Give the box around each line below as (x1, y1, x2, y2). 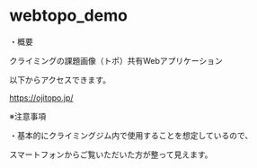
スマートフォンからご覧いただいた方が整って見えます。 (9, 149, 213, 160)
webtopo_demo (9, 5, 128, 26)
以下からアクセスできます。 (9, 74, 111, 85)
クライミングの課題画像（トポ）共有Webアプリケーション (9, 55, 223, 66)
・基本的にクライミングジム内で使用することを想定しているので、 (9, 129, 253, 140)
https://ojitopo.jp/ (9, 92, 74, 103)
